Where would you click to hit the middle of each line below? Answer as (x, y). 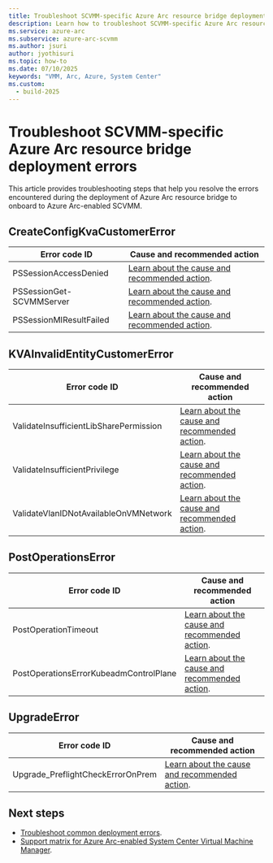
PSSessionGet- (42, 292)
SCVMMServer (41, 301)
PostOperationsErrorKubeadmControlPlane (95, 673)
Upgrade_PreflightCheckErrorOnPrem (84, 774)
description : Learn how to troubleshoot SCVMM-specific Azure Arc (123, 24)
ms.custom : (27, 84)
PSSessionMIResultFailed (61, 320)
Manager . (36, 850)
